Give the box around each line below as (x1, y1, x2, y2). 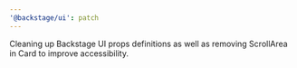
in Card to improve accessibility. (9, 47, 129, 59)
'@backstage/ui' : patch (9, 13, 100, 23)
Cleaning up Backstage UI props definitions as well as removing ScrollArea (9, 38, 288, 49)
